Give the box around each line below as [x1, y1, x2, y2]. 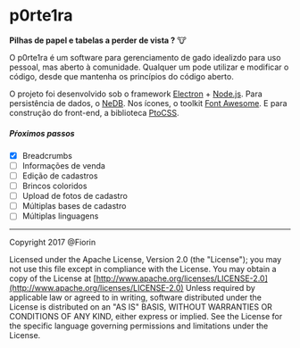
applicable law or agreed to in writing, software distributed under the [9, 292, 262, 303]
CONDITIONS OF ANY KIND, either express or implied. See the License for [9, 311, 283, 322]
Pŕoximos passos [9, 128, 75, 138]
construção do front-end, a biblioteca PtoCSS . [9, 107, 180, 118]
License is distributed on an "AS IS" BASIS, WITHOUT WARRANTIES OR [9, 302, 272, 312]
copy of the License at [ [9, 273, 96, 284]
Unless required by [186, 283, 256, 294]
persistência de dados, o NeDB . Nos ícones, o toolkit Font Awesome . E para [9, 97, 287, 108]
